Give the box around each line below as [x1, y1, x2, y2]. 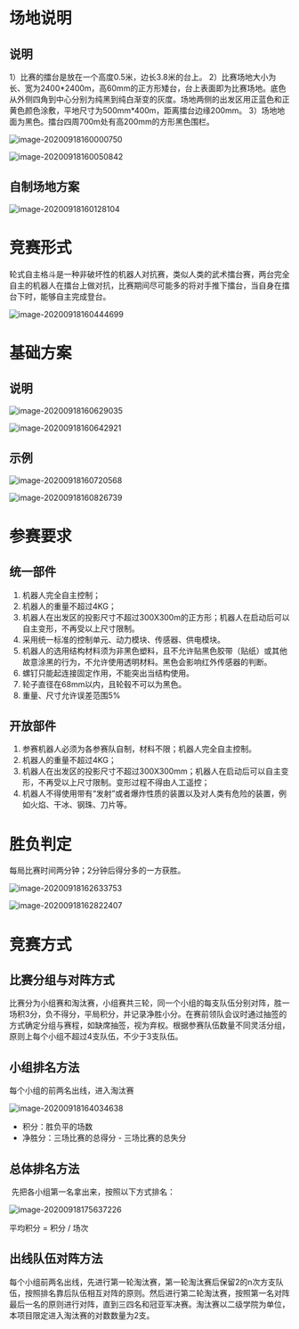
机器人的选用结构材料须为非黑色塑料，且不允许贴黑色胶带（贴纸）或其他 [21, 645, 287, 656]
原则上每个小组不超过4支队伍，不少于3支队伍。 [9, 1031, 183, 1042]
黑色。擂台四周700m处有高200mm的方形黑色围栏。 [24, 117, 215, 127]
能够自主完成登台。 [39, 291, 111, 301]
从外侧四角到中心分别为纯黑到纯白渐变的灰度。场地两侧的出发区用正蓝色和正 [9, 94, 290, 104]
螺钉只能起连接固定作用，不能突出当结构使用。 [21, 668, 194, 678]
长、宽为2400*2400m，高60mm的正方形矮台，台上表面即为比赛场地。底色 [9, 83, 287, 94]
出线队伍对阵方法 [9, 1251, 103, 1267]
